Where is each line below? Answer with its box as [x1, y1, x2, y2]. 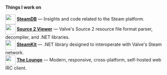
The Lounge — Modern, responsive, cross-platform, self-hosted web [16, 56, 161, 62]
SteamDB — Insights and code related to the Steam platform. [16, 16, 145, 22]
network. [5, 50, 24, 55]
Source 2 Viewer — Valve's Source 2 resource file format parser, [16, 26, 153, 32]
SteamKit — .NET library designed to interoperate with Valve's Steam [16, 41, 162, 47]
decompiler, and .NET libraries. [5, 34, 70, 40]
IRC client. [5, 65, 27, 71]
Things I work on [5, 5, 42, 10]
